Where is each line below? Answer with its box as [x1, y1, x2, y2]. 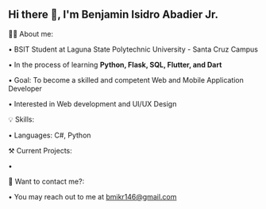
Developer [8, 83, 42, 93]
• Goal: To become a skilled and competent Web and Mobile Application [8, 75, 245, 84]
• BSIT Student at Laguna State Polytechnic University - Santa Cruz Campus [8, 45, 258, 54]
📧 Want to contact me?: [8, 176, 85, 186]
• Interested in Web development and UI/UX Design [8, 99, 177, 108]
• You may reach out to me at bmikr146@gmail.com [8, 192, 177, 201]
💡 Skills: [8, 114, 34, 124]
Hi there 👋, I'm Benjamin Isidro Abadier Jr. [8, 8, 219, 21]
